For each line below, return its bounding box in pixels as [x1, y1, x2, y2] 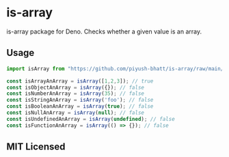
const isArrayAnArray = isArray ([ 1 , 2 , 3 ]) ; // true [6, 77, 154, 85]
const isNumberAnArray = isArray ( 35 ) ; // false [6, 90, 145, 97]
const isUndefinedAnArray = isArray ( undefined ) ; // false [6, 115, 175, 122]
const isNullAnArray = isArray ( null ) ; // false [6, 109, 145, 116]
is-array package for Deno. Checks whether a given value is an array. [6, 27, 202, 35]
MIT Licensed [6, 141, 66, 153]
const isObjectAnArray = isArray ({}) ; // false [6, 84, 145, 91]
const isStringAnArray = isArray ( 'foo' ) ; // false [6, 97, 154, 104]
